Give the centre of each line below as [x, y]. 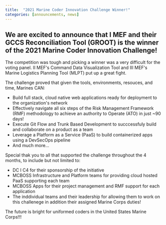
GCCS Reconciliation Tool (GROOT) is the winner [82, 42]
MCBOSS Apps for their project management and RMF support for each [86, 186]
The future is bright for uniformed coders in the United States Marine [76, 212]
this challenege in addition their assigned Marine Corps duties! [77, 202]
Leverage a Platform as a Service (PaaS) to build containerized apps [83, 135]
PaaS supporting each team [41, 181]
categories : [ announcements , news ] [42, 14]
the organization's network [40, 103]
